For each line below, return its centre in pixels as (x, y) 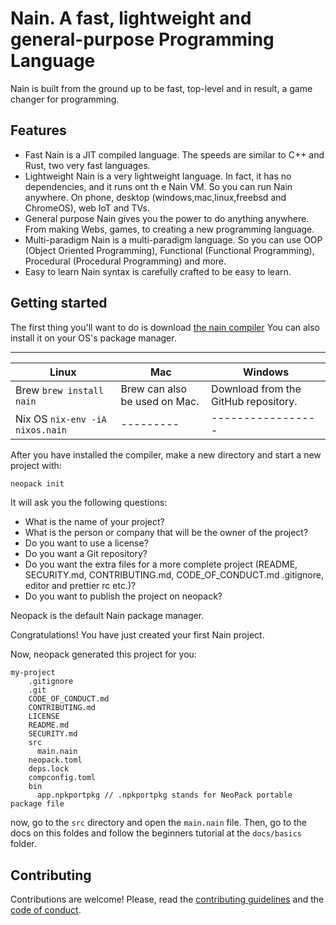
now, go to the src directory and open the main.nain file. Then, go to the (159, 823)
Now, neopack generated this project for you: (103, 654)
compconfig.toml (62, 778)
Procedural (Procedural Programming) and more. (125, 261)
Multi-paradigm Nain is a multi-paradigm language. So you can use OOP (173, 239)
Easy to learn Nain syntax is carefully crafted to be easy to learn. (158, 271)
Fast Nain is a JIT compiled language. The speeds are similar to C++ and (174, 154)
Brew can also (154, 389)
